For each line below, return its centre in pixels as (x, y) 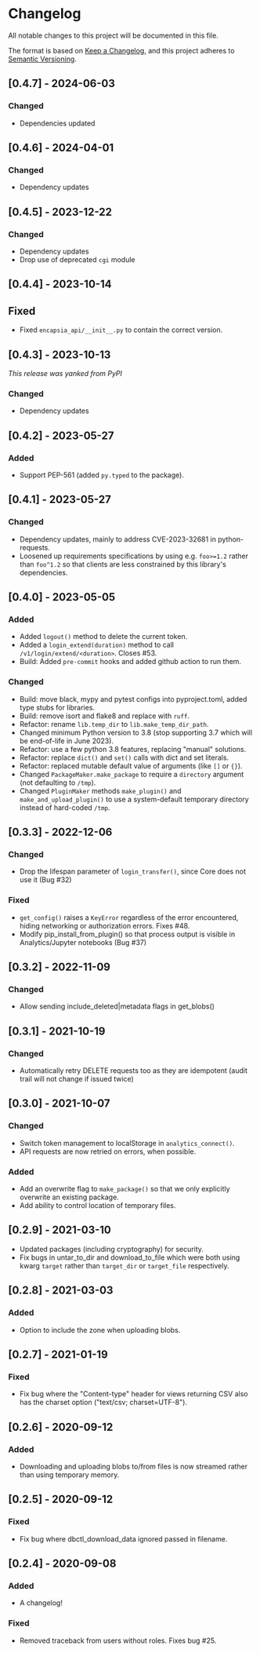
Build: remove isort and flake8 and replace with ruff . (105, 716)
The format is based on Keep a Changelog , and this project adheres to (121, 50)
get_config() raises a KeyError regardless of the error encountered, (129, 917)
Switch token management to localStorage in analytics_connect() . (127, 1143)
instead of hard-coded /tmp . (65, 807)
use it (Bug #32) (45, 880)
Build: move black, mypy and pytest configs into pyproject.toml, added (133, 699)
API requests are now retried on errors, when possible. (108, 1151)
